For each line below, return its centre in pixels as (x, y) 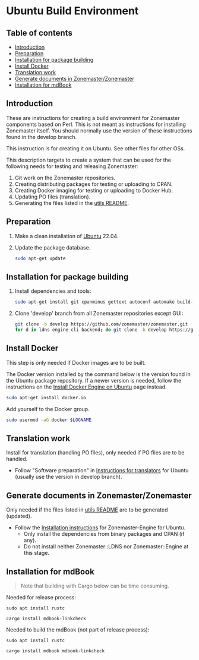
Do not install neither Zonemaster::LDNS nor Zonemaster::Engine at (106, 547)
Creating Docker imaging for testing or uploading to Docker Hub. (94, 190)
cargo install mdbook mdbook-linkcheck (56, 651)
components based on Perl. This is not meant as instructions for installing (96, 124)
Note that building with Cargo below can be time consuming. (95, 586)
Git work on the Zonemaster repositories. (65, 178)
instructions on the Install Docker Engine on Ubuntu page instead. (87, 387)
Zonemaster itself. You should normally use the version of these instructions (99, 130)
